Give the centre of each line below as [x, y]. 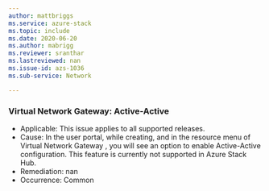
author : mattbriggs [41, 16]
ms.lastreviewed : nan [45, 61]
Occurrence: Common [57, 180]
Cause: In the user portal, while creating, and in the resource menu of [135, 137]
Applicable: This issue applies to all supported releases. [112, 128]
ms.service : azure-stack [50, 23]
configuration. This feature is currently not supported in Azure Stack [133, 154]
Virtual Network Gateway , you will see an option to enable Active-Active [141, 145]
